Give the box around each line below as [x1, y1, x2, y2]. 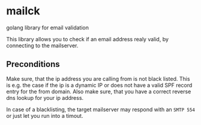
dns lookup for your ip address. [6, 94, 84, 101]
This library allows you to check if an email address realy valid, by [6, 35, 169, 42]
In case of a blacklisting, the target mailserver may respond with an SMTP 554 [6, 106, 195, 113]
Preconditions [6, 59, 60, 69]
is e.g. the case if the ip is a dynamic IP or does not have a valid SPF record [6, 81, 193, 89]
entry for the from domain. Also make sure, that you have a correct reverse [6, 88, 191, 95]
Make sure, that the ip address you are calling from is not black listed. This [6, 75, 190, 82]
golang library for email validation [6, 24, 89, 31]
